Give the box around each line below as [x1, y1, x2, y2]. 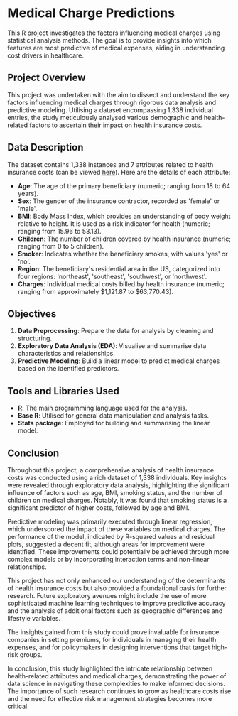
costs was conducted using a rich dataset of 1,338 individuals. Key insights [7, 474, 227, 482]
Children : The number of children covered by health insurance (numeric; [17, 234, 231, 243]
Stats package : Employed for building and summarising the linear [17, 419, 210, 428]
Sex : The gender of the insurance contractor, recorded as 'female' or [17, 197, 220, 205]
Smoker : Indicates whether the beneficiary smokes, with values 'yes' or [17, 249, 228, 258]
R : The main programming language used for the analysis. [17, 403, 188, 413]
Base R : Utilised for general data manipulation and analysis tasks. [17, 411, 210, 420]
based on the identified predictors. [17, 364, 119, 373]
